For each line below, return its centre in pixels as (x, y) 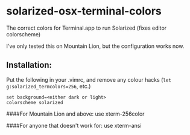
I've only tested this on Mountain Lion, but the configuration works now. (95, 46)
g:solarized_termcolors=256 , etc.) (49, 86)
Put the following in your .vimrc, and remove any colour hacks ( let (89, 79)
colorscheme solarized (35, 102)
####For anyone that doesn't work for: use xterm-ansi (74, 125)
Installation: (29, 65)
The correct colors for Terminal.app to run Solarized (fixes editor (87, 28)
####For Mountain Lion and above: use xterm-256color (75, 114)
